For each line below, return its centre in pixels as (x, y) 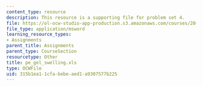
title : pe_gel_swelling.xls (42, 62)
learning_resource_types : (39, 35)
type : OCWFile (24, 68)
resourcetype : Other (32, 57)
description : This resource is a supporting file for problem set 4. (96, 18)
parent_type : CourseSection (42, 51)
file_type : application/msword (46, 29)
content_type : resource (36, 12)
